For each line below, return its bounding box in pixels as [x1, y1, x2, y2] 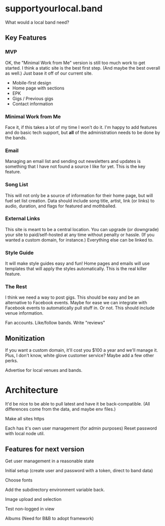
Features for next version [5, 445, 84, 453]
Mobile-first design [12, 80, 51, 85]
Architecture [5, 385, 58, 396]
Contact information [12, 101, 53, 107]
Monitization [5, 334, 45, 342]
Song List [5, 181, 28, 188]
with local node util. [5, 431, 45, 437]
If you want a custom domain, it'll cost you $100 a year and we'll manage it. [5, 347, 158, 353]
